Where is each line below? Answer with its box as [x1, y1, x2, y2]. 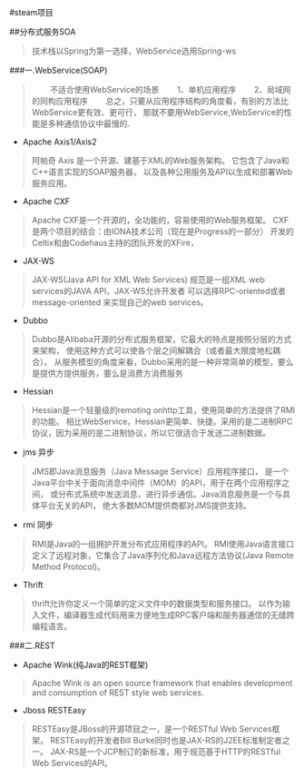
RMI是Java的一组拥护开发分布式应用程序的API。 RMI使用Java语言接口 [31, 538, 295, 549]
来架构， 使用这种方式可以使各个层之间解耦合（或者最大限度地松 [31, 345, 273, 356]
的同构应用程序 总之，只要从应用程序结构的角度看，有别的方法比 [31, 95, 289, 106]
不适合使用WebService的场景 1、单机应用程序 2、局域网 [49, 84, 291, 94]
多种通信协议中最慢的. [47, 118, 130, 129]
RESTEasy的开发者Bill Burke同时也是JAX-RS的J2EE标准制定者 [49, 735, 283, 745]
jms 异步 [22, 447, 54, 457]
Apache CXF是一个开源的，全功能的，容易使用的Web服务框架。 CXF [31, 215, 289, 225]
